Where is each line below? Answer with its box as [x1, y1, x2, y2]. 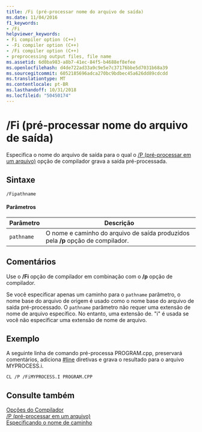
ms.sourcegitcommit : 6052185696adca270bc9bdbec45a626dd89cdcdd [6, 70, 168, 76]
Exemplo [6, 333, 40, 344]
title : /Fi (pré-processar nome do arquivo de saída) [6, 8, 144, 15]
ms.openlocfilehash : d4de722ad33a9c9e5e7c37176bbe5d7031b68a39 [6, 64, 168, 71]
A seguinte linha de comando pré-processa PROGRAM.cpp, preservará [6, 350, 182, 357]
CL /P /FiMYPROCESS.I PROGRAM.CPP [6, 374, 93, 380]
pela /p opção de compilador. [45, 236, 129, 245]
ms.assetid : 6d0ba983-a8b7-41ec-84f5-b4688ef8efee [6, 59, 136, 65]
